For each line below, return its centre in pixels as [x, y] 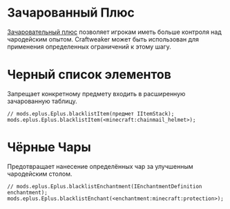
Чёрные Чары [49, 147]
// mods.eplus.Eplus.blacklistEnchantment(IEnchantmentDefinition [105, 186]
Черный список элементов [89, 75]
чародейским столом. [40, 174]
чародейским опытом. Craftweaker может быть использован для [103, 39]
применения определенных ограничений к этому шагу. [89, 46]
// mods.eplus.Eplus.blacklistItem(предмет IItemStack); [91, 113]
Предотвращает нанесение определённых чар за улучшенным [100, 166]
